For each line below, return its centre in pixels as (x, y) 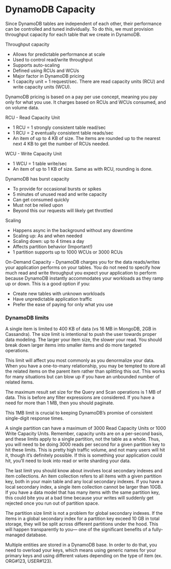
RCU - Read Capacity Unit (33, 117)
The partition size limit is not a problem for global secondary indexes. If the (84, 513)
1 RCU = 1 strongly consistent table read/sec (59, 127)
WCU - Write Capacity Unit (34, 153)
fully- (157, 530)
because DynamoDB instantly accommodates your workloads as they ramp (84, 278)
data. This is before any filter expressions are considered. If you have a (80, 398)
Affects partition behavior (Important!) (53, 246)
